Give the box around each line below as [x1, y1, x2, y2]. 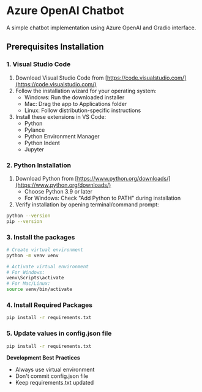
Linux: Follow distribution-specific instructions [24, 107, 141, 114]
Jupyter [24, 145, 45, 153]
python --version [6, 213, 51, 219]
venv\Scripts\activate [6, 275, 64, 281]
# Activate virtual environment [6, 263, 89, 269]
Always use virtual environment [15, 366, 95, 374]
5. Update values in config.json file [6, 329, 112, 337]
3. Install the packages [6, 233, 75, 241]
